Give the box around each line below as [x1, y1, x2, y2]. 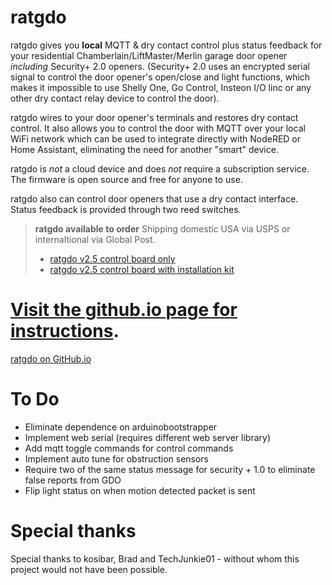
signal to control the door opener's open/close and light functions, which [10, 71, 311, 83]
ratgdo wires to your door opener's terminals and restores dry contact [10, 111, 299, 123]
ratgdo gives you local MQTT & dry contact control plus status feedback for [10, 39, 323, 51]
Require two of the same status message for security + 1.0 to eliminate [24, 463, 316, 475]
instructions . [10, 320, 120, 343]
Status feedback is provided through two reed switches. [10, 203, 242, 215]
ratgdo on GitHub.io [10, 352, 92, 365]
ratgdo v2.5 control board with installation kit [49, 263, 235, 275]
